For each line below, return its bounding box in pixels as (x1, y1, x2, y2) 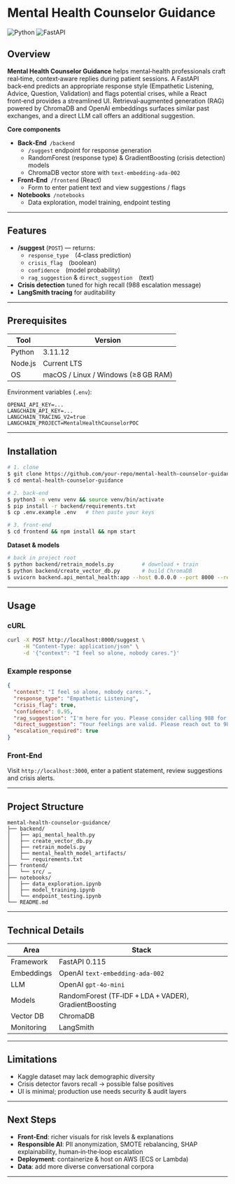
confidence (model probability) (27, 266, 121, 274)
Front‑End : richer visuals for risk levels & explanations (17, 1132, 174, 1141)
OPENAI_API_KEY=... (7, 401, 64, 408)
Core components (7, 124, 61, 134)
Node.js (10, 359, 36, 369)
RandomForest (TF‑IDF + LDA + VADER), (58, 991, 189, 1001)
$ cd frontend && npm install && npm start (7, 528, 136, 536)
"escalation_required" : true (13, 727, 99, 735)
